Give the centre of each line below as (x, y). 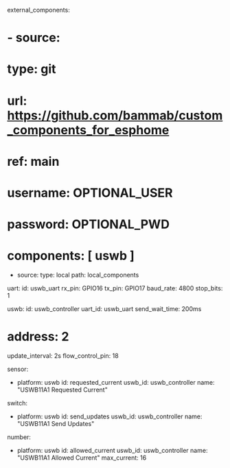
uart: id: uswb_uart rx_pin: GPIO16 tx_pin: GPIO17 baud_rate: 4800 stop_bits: (115, 288)
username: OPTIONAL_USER (90, 193)
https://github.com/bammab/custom (115, 115)
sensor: (18, 369)
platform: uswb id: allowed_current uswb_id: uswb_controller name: (112, 450)
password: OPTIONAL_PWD (89, 225)
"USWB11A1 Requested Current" (62, 390)
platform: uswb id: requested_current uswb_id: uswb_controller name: (116, 382)
